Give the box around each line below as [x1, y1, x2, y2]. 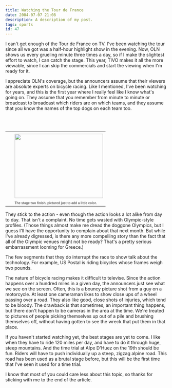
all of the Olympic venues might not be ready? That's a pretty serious [5, 238, 152, 245]
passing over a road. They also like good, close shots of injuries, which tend [5, 297, 166, 303]
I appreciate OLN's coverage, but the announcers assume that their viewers [5, 78, 165, 84]
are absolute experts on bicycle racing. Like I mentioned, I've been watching [5, 83, 167, 90]
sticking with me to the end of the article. [5, 377, 92, 383]
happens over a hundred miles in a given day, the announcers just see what [5, 281, 165, 287]
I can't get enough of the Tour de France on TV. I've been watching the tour [5, 41, 165, 47]
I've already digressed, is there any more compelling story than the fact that [5, 233, 166, 239]
